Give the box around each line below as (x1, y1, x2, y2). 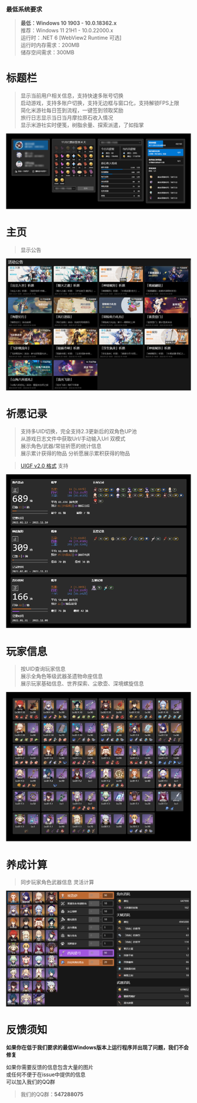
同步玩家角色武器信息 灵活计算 (20, 878, 94, 886)
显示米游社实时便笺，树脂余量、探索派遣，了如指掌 (20, 121, 144, 128)
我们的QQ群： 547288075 (20, 1091, 84, 1098)
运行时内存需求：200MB (20, 42, 80, 49)
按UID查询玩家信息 (20, 666, 66, 673)
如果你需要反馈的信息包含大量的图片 (6, 1064, 94, 1071)
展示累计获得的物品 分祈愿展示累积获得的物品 (20, 450, 130, 457)
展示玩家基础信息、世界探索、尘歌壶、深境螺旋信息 (20, 680, 144, 687)
